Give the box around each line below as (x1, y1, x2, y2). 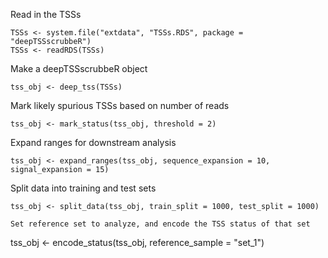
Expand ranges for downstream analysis (10, 137, 177, 148)
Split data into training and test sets (10, 182, 157, 194)
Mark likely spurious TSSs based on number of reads (10, 100, 230, 111)
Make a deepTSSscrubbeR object (10, 63, 148, 74)
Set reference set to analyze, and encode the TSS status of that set (10, 219, 311, 229)
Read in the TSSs (10, 9, 82, 20)
